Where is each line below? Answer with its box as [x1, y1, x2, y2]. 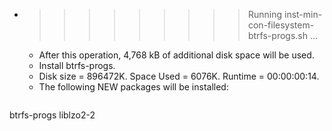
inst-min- [283, 9, 323, 20]
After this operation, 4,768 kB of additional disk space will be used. [38, 49, 315, 61]
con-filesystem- [247, 19, 315, 31]
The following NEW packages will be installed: [38, 81, 229, 93]
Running [247, 9, 283, 20]
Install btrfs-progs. [38, 60, 116, 71]
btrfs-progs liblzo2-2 [9, 109, 96, 121]
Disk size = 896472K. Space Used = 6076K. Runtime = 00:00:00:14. [38, 70, 320, 82]
